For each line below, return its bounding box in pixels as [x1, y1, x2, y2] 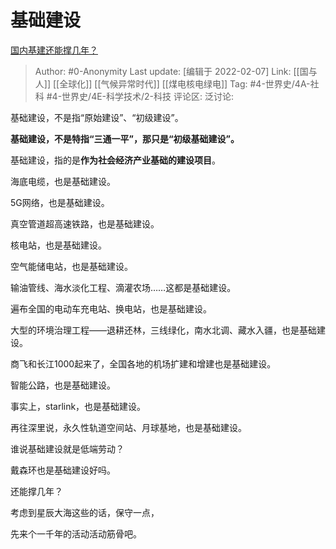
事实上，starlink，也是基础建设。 [10, 400, 147, 412]
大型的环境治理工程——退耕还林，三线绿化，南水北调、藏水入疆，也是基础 [10, 324, 317, 336]
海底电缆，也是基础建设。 [10, 175, 116, 187]
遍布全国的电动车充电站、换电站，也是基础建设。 [10, 302, 212, 315]
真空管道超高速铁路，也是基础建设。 [10, 217, 160, 230]
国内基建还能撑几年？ [10, 44, 98, 56]
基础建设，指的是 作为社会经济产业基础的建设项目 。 [10, 154, 221, 166]
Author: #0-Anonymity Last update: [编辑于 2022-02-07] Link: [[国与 [34, 65, 318, 77]
